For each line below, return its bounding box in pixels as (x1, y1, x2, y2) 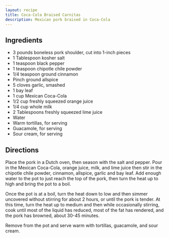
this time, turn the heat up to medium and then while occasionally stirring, (5, 202, 160, 207)
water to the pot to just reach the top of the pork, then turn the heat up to (5, 176, 159, 181)
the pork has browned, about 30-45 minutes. (5, 212, 100, 219)
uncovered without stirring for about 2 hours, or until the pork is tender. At (5, 196, 160, 202)
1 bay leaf (12, 87, 33, 93)
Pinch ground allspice (12, 77, 59, 83)
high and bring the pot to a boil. (5, 181, 71, 187)
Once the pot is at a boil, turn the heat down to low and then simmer (5, 191, 148, 197)
